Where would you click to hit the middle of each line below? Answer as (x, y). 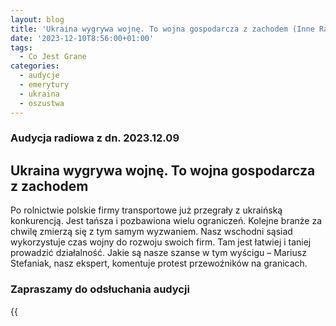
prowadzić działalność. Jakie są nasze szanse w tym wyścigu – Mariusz (158, 253)
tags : (21, 47)
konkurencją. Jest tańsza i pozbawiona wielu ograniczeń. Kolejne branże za (166, 221)
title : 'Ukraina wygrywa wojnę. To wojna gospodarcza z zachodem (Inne (162, 29)
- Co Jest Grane (53, 57)
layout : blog (37, 19)
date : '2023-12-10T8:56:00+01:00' (82, 38)
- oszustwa (42, 103)
